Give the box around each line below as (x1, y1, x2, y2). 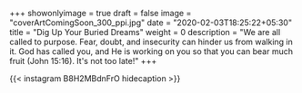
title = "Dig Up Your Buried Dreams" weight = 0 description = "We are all (9, 27, 281, 37)
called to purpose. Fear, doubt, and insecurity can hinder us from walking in (9, 36, 293, 47)
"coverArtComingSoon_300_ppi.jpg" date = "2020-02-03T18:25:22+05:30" (9, 17, 293, 28)
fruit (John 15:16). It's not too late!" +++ (9, 56, 157, 66)
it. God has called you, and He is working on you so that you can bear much (9, 46, 294, 57)
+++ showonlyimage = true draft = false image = (9, 8, 192, 18)
